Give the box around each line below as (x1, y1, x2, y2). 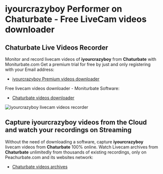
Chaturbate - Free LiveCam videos (5, 14, 147, 25)
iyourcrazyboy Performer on (5, 3, 123, 15)
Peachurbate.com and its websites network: (5, 154, 93, 160)
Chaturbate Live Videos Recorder (5, 43, 109, 52)
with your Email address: (5, 67, 54, 72)
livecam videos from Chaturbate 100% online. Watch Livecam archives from (5, 144, 158, 150)
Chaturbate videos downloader (12, 95, 74, 101)
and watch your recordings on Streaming (5, 126, 132, 134)
